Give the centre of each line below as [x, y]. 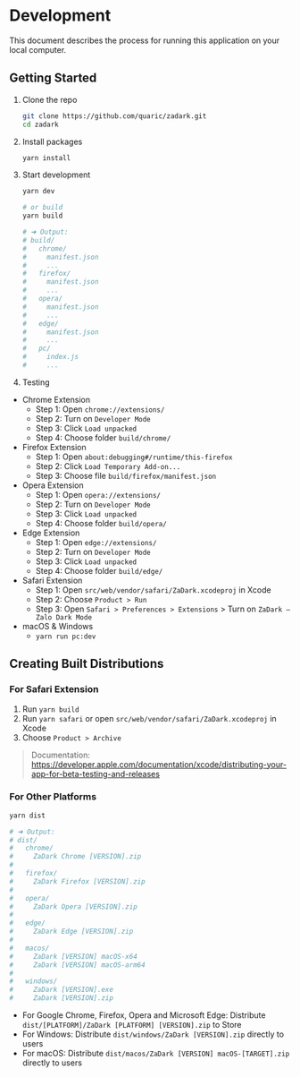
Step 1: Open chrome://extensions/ [100, 409]
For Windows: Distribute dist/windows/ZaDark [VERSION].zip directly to [153, 1034]
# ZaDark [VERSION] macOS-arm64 [77, 965]
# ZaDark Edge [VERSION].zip [71, 932]
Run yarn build [50, 709]
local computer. [38, 49]
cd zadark [41, 124]
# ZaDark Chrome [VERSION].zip [75, 857]
